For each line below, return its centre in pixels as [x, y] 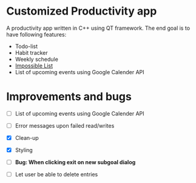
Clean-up [27, 138]
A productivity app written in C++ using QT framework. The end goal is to [98, 28]
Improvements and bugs [69, 97]
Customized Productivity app [82, 11]
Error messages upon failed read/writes [65, 125]
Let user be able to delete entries [56, 174]
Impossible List [34, 66]
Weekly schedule [37, 59]
